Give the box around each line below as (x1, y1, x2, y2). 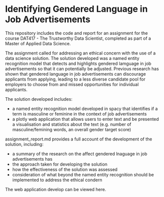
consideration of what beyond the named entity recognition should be (12, 171, 154, 177)
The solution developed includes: (5, 96, 73, 102)
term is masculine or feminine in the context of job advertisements (12, 111, 147, 116)
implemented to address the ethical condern (12, 177, 102, 183)
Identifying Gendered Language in (5, 3, 148, 15)
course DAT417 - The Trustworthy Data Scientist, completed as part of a (5, 35, 151, 41)
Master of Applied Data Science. (5, 40, 71, 46)
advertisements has (12, 156, 53, 162)
